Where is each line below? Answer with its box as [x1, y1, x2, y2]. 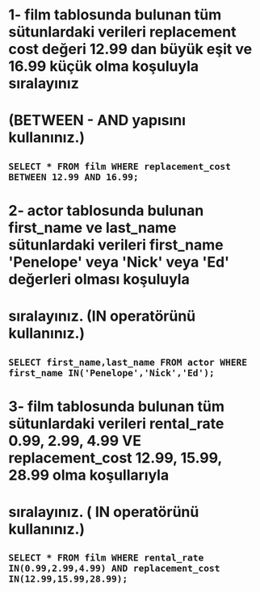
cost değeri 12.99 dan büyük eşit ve [8, 40, 253, 58]
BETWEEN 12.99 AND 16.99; [8, 171, 139, 183]
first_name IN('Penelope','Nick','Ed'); [8, 367, 216, 379]
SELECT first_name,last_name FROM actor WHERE [8, 356, 248, 368]
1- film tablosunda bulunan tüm [8, 6, 222, 24]
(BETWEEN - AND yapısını [8, 111, 187, 130]
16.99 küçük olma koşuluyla [8, 57, 199, 76]
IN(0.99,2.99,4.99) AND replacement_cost [8, 563, 220, 574]
